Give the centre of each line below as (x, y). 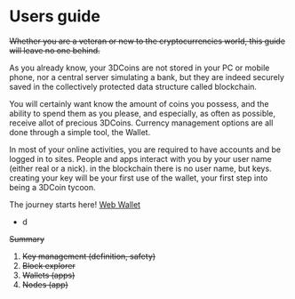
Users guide (55, 16)
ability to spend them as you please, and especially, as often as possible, (143, 113)
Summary (27, 238)
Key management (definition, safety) (89, 256)
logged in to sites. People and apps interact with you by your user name (141, 158)
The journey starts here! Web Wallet (75, 204)
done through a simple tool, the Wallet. (80, 132)
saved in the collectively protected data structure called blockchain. (133, 86)
